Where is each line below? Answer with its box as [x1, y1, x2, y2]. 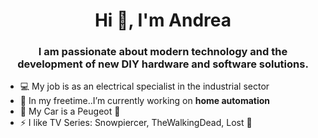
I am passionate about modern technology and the [38, 45, 288, 59]
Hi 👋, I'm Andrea [94, 9, 232, 32]
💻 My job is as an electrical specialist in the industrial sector [19, 80, 270, 93]
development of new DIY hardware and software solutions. [17, 57, 309, 71]
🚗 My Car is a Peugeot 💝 [19, 105, 121, 118]
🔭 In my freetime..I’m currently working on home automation [19, 95, 271, 107]
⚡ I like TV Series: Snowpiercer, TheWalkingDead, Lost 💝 [19, 117, 253, 129]
